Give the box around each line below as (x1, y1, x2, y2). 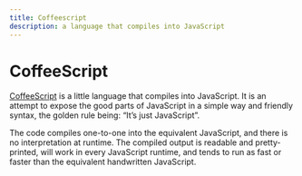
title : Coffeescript (9, 13, 88, 23)
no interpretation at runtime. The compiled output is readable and (9, 137, 254, 148)
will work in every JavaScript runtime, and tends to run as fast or (40, 147, 282, 158)
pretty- (255, 137, 281, 148)
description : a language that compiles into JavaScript (9, 22, 225, 31)
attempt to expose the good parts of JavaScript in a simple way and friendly (9, 101, 293, 112)
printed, (9, 147, 39, 158)
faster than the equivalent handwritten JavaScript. (9, 156, 197, 168)
